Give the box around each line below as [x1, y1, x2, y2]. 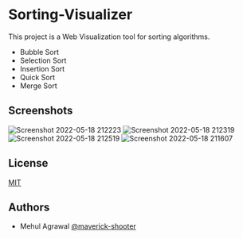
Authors [8, 200, 50, 214]
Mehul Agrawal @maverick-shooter [19, 222, 137, 231]
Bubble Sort [19, 47, 60, 56]
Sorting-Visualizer [8, 6, 133, 24]
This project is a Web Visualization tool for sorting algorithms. [8, 32, 210, 41]
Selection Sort [19, 56, 67, 65]
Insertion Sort [19, 64, 65, 73]
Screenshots [8, 104, 73, 118]
